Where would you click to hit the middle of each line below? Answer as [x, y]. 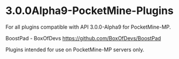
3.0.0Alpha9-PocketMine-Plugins [89, 11]
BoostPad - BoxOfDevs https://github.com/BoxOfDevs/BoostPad [83, 38]
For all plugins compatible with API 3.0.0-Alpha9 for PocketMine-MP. [88, 27]
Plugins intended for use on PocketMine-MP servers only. [75, 49]
